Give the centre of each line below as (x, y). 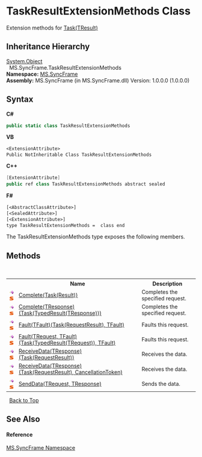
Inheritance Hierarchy (48, 47)
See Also (23, 419)
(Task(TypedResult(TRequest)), (58, 343)
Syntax (20, 100)
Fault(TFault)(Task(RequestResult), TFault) (72, 325)
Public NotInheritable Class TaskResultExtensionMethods (79, 155)
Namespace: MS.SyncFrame (42, 74)
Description (167, 284)
